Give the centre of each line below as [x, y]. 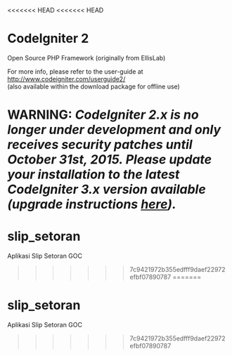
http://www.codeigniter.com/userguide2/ [66, 79]
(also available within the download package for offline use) [94, 86]
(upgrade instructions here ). [92, 205]
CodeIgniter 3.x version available [107, 190]
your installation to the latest [94, 174]
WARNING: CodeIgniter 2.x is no [103, 115]
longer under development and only [114, 130]
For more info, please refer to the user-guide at [75, 71]
